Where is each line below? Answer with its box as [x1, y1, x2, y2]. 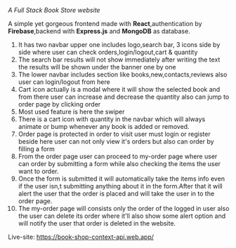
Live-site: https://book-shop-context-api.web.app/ [8, 233, 154, 241]
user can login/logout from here [18, 78, 111, 86]
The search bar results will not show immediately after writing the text [18, 55, 221, 64]
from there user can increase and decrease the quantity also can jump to [18, 92, 230, 101]
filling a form [18, 145, 55, 153]
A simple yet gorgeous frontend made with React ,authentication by [8, 20, 202, 27]
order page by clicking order [18, 100, 101, 108]
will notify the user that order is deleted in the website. [18, 219, 176, 227]
